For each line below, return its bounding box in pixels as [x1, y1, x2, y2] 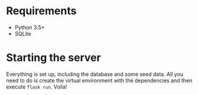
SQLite [14, 30, 31, 37]
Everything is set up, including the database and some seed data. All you [6, 70, 184, 78]
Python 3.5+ [14, 24, 46, 31]
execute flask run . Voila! [6, 83, 67, 90]
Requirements [6, 4, 77, 18]
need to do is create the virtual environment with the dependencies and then [6, 77, 193, 84]
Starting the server [6, 51, 102, 65]
